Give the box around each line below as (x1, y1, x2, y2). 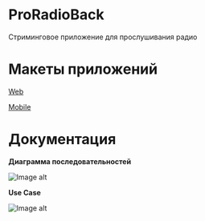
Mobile (8, 102, 31, 111)
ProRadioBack (8, 6, 105, 24)
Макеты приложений (8, 60, 158, 78)
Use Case (8, 187, 42, 197)
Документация (8, 131, 117, 149)
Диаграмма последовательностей (8, 156, 131, 166)
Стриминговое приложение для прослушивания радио (8, 32, 198, 42)
